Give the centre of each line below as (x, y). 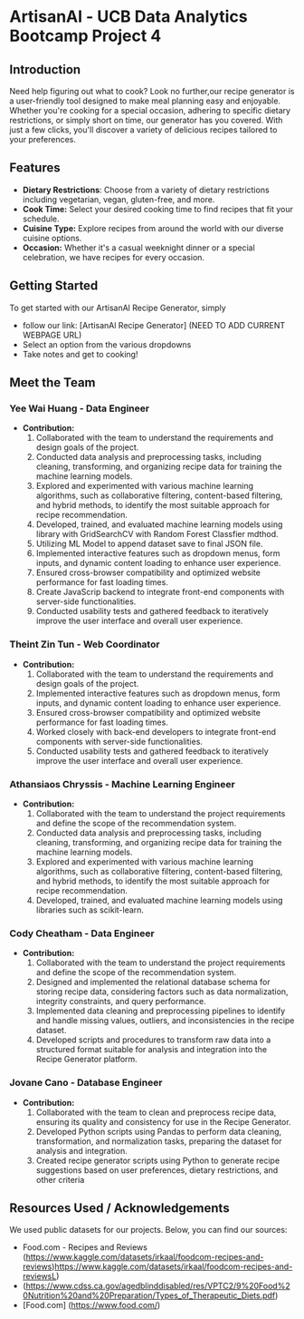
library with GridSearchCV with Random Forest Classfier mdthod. (157, 534)
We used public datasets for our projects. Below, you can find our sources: (148, 1230)
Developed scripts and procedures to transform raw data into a (153, 1040)
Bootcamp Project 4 (85, 36)
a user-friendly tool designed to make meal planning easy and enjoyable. (145, 101)
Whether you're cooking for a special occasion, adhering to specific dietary (150, 110)
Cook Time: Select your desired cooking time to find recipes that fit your (158, 209)
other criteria (60, 1179)
